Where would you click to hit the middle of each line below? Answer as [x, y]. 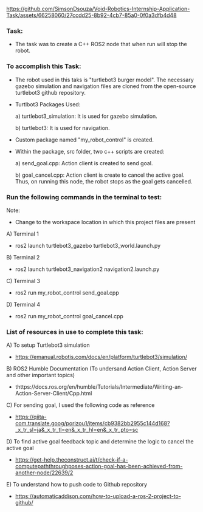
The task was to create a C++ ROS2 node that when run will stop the [101, 44]
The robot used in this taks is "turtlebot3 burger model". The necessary [104, 80]
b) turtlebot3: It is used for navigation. [63, 128]
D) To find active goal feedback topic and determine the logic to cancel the [100, 442]
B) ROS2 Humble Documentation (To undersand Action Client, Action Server [102, 369]
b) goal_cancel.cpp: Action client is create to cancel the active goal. [100, 175]
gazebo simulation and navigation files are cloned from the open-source [105, 86]
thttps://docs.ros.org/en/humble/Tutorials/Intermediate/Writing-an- [99, 387]
